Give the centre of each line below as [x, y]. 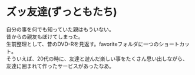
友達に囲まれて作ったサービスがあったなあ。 [60, 66]
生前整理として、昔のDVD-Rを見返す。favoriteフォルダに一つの [82, 44]
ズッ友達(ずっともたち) [62, 12]
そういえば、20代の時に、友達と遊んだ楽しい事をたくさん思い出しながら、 [97, 59]
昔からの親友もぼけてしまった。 [45, 36]
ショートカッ [174, 44]
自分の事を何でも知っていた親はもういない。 [60, 29]
